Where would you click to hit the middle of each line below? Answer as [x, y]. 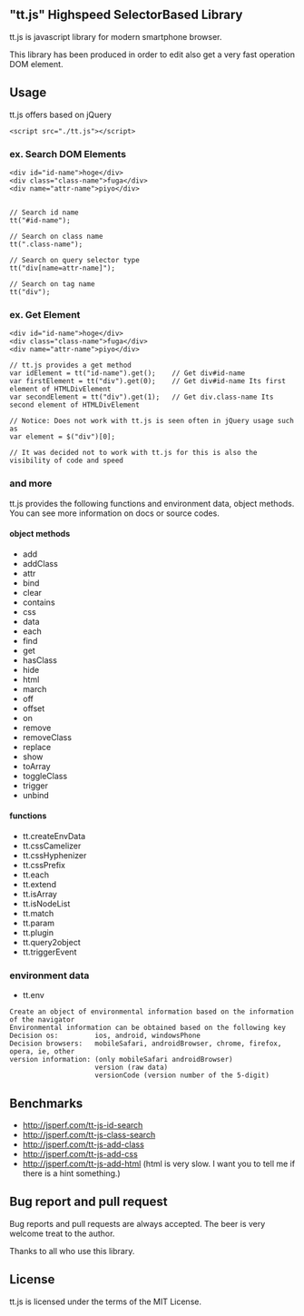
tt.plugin [38, 932]
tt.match [38, 913]
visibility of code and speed [67, 461]
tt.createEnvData [54, 836]
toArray [37, 766]
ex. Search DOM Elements [68, 153]
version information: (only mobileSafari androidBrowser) [121, 1060]
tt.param [38, 923]
